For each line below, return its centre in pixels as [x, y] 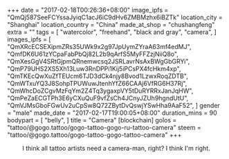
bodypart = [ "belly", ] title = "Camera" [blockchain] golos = [92, 120]
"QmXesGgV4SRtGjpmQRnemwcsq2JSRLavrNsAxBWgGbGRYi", [99, 61]
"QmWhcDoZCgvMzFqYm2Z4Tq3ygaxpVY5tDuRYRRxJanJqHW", [100, 91]
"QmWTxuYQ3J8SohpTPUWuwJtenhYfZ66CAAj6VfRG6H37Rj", [97, 83]
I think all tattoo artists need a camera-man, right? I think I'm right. [116, 148]
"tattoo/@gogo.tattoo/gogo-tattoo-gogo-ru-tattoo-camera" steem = [104, 128]
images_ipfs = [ [29, 39]
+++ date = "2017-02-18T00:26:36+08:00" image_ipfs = [88, 10]
